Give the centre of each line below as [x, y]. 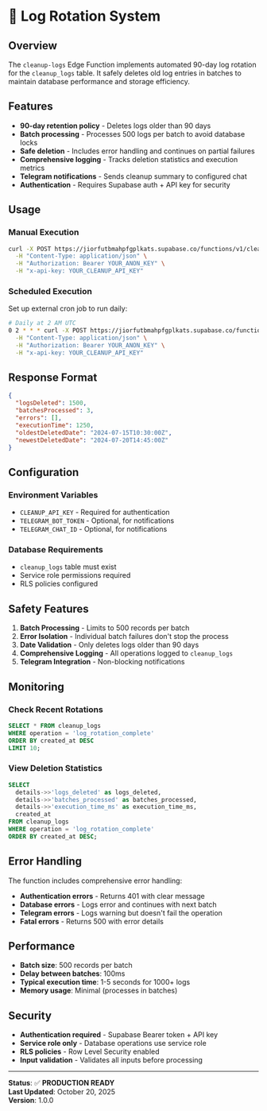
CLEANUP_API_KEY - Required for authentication [95, 513]
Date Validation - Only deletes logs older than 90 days [109, 645]
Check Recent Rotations [56, 709]
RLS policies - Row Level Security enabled [90, 1051]
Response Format [53, 378]
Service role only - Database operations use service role [113, 1043]
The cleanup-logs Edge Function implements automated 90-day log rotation [132, 64]
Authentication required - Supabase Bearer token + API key [119, 1035]
